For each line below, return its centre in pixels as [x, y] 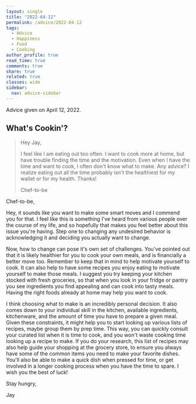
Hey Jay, [31, 142]
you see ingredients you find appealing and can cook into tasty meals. [90, 286]
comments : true [24, 66]
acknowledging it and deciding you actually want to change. [78, 237]
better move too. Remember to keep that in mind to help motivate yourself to [98, 261]
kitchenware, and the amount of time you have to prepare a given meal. [92, 316]
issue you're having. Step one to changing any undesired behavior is [88, 231]
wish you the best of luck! [37, 372]
